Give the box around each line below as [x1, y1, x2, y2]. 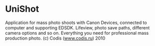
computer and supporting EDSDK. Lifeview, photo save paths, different [5, 24, 150, 30]
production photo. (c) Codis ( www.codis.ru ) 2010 [5, 35, 105, 41]
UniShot [5, 3, 39, 15]
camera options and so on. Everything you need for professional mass [5, 30, 149, 36]
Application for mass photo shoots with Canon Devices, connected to [5, 20, 148, 25]
